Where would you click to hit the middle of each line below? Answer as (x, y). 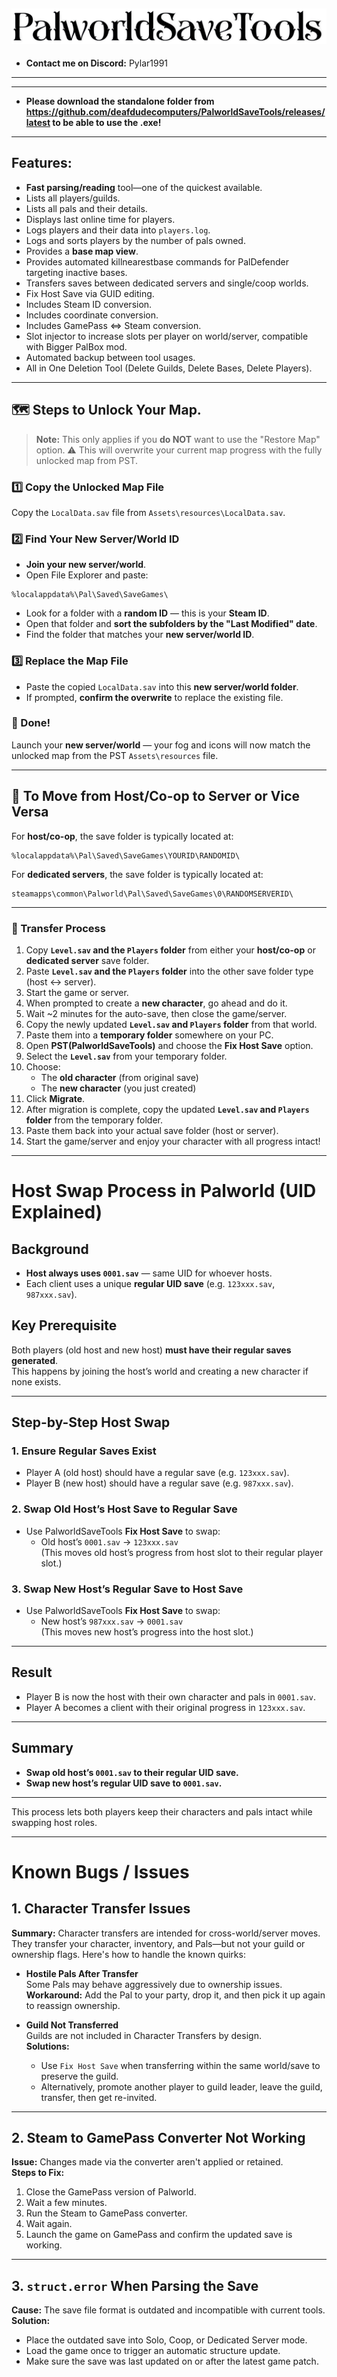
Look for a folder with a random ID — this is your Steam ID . (147, 613)
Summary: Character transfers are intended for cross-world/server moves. (166, 1933)
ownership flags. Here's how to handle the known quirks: (128, 1954)
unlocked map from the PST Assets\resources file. (115, 755)
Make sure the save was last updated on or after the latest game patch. (172, 2361)
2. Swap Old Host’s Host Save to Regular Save (124, 1509)
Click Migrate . (55, 1098)
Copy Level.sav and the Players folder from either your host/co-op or (170, 950)
